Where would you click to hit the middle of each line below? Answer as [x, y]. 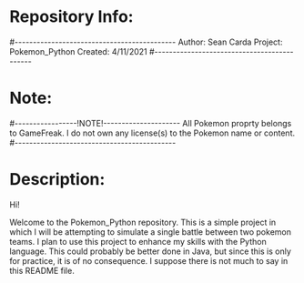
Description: [57, 180]
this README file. [42, 270]
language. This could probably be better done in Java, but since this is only [150, 251]
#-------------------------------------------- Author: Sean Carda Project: [146, 42]
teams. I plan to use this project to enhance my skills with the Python [138, 241]
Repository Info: [71, 17]
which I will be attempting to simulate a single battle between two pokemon [150, 232]
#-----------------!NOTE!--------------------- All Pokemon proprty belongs [151, 123]
